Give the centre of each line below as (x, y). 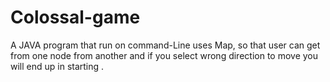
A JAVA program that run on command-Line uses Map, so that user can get (165, 45)
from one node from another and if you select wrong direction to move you (164, 55)
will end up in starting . (57, 66)
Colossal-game (75, 17)
